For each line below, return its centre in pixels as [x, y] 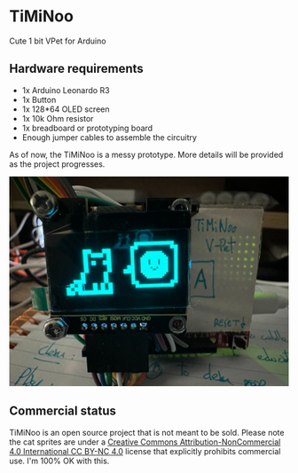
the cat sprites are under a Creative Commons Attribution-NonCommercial [145, 442]
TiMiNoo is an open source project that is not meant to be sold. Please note [147, 432]
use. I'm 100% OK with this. [59, 461]
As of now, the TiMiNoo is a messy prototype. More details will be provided [146, 154]
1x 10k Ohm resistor [58, 118]
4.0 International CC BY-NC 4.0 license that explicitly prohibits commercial [145, 451]
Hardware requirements [76, 69]
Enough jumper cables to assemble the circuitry [110, 137]
